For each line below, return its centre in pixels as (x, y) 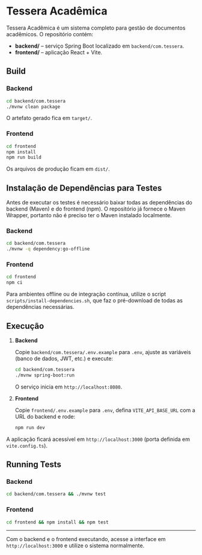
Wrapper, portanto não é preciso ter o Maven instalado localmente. (89, 215)
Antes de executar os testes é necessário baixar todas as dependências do (99, 203)
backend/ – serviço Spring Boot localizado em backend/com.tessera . (99, 46)
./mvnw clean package (33, 107)
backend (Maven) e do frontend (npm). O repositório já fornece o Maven (96, 209)
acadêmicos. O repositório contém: (50, 34)
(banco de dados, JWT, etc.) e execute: (64, 359)
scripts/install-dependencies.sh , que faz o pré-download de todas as (95, 300)
